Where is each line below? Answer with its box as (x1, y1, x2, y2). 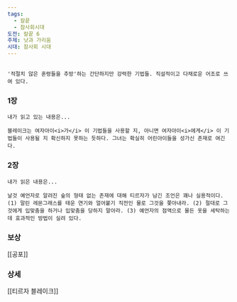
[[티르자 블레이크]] (7, 287, 59, 296)
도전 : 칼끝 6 (7, 30, 40, 38)
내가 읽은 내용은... (7, 178, 58, 185)
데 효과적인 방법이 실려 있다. (7, 215, 82, 222)
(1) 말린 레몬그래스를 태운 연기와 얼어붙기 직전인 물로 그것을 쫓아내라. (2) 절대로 (7, 200, 220, 207)
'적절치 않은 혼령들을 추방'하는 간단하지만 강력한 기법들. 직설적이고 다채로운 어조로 (7, 70, 221, 77)
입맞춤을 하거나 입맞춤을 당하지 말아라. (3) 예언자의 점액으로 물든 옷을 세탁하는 (24, 207, 231, 214)
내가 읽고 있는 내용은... (7, 114, 71, 121)
